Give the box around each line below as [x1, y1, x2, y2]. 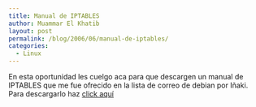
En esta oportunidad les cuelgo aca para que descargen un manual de [8, 72, 244, 81]
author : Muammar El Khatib [8, 19, 100, 28]
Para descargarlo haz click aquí [8, 89, 115, 98]
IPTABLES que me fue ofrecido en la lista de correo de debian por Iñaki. [8, 80, 249, 90]
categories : [8, 42, 49, 50]
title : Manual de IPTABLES [8, 11, 100, 20]
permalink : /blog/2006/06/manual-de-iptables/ [8, 34, 169, 43]
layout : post [8, 27, 53, 35]
